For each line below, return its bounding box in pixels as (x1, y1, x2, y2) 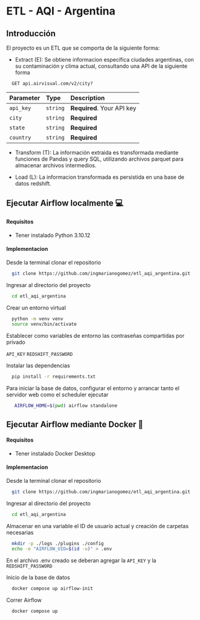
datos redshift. (15, 180, 51, 187)
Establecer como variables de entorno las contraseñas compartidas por (6, 332, 185, 340)
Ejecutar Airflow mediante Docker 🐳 (6, 419, 144, 430)
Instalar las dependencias (6, 362, 71, 369)
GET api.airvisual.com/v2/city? (11, 80, 94, 86)
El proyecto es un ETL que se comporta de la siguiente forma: (6, 44, 160, 51)
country (9, 134, 31, 141)
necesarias (6, 529, 34, 536)
